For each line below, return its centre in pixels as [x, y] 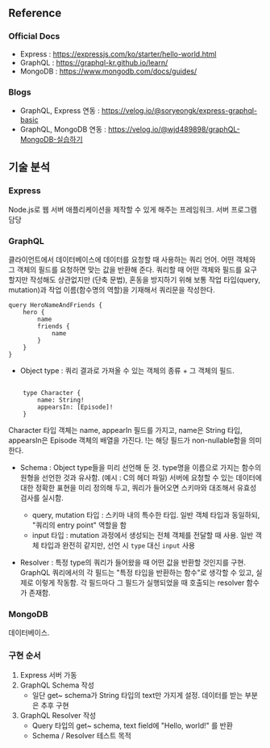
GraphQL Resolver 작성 [58, 715]
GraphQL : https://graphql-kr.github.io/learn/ [94, 62]
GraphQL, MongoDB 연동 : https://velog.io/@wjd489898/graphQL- [130, 129]
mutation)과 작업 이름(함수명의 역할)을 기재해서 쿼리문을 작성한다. [112, 289]
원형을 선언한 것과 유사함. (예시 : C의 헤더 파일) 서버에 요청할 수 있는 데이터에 [141, 477]
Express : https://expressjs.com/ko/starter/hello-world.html [118, 54]
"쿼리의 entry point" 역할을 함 [79, 525]
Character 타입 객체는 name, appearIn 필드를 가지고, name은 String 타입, [126, 430]
